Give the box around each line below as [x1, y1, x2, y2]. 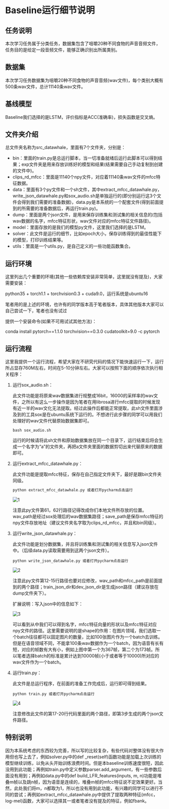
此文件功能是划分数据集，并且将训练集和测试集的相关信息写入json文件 [12, 541, 158, 547]
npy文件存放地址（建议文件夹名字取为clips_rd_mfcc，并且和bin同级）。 [12, 520, 159, 526]
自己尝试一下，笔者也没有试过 [5, 308, 67, 314]
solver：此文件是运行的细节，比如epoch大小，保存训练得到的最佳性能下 [12, 231, 162, 237]
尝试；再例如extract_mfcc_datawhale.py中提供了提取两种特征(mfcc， [14, 791, 158, 797]
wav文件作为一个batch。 [12, 659, 64, 665]
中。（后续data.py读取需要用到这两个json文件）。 [12, 547, 112, 553]
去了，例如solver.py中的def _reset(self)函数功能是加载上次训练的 [27, 754, 161, 760]
